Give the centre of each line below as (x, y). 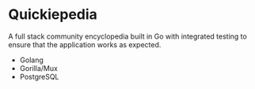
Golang (31, 60)
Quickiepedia (53, 15)
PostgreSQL (39, 76)
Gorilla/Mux (38, 68)
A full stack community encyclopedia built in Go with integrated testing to (127, 36)
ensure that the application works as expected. (85, 44)
